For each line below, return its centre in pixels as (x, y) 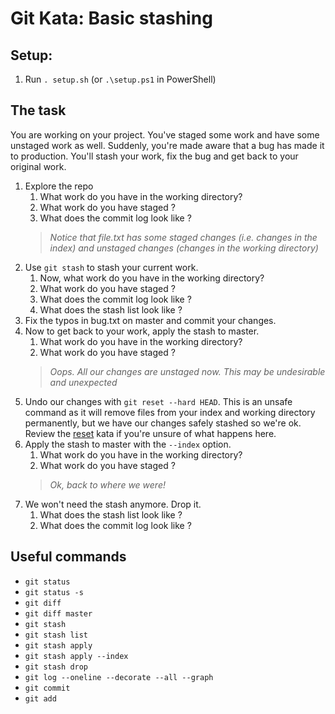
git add (40, 698)
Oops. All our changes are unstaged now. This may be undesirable (187, 371)
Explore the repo (59, 186)
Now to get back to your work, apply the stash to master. (142, 331)
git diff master (58, 613)
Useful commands (68, 557)
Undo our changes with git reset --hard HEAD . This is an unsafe (158, 401)
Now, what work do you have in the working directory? (152, 278)
